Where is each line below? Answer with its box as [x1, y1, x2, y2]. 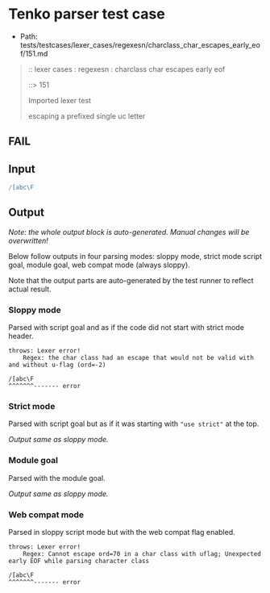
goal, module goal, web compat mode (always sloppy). [8, 260, 191, 269]
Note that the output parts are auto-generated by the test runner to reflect [8, 275, 254, 285]
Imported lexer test [27, 95, 91, 105]
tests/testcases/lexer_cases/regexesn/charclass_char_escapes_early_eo [19, 40, 260, 49]
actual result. [8, 284, 52, 294]
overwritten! [8, 236, 48, 245]
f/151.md [19, 48, 48, 58]
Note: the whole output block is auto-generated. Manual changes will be [8, 227, 250, 236]
